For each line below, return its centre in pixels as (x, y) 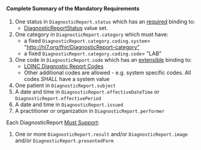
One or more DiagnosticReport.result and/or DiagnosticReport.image (101, 134)
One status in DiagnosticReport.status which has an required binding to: (105, 22)
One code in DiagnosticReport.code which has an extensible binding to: (103, 60)
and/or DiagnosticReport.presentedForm (64, 140)
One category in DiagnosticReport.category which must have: (91, 34)
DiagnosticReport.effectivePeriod (58, 99)
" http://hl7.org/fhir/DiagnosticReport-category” (82, 47)
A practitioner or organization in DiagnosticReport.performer (90, 111)
